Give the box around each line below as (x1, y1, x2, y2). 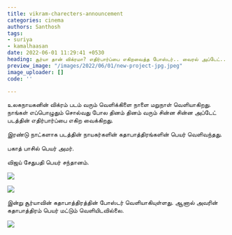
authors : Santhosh (7, 23, 61, 30)
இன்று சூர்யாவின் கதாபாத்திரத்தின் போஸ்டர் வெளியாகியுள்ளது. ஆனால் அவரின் (7, 199, 218, 207)
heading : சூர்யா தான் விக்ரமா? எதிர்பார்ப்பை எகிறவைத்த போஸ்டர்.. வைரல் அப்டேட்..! (7, 56, 230, 63)
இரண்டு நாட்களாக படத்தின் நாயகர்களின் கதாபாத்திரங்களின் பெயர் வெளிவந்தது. (7, 130, 222, 138)
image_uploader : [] (7, 69, 64, 76)
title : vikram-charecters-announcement (7, 10, 124, 17)
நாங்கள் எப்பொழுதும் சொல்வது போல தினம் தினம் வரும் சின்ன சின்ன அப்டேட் (7, 108, 217, 117)
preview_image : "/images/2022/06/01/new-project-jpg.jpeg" (7, 62, 183, 69)
